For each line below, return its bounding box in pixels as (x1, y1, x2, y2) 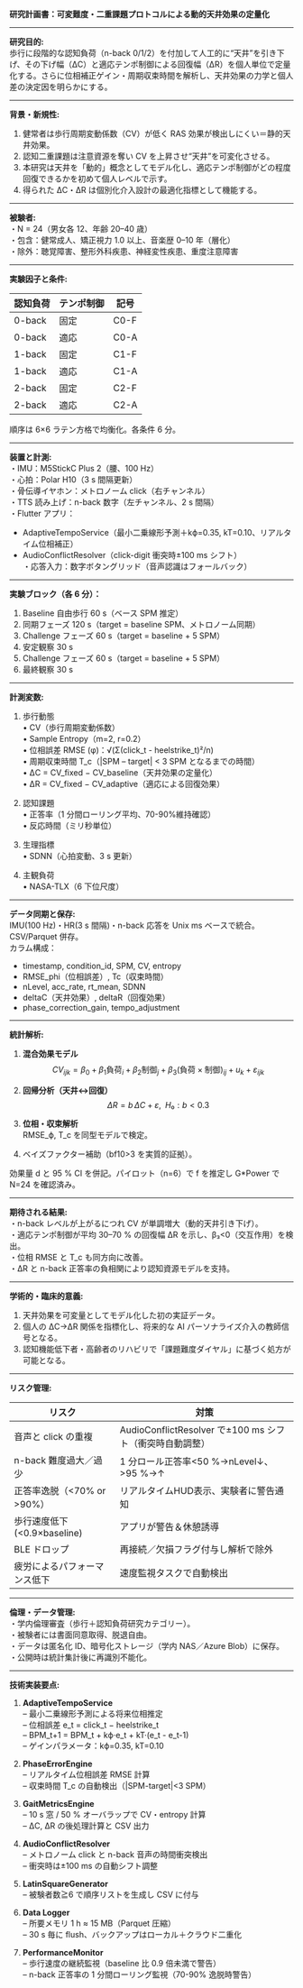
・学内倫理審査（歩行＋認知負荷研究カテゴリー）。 (9, 1617, 196, 1628)
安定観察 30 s (22, 642, 74, 652)
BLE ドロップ (14, 1543, 69, 1555)
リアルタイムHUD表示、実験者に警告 (119, 1484, 275, 1497)
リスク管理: (9, 1382, 52, 1393)
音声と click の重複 (14, 1430, 93, 1443)
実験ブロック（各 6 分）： (9, 589, 102, 599)
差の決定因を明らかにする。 (9, 81, 113, 92)
